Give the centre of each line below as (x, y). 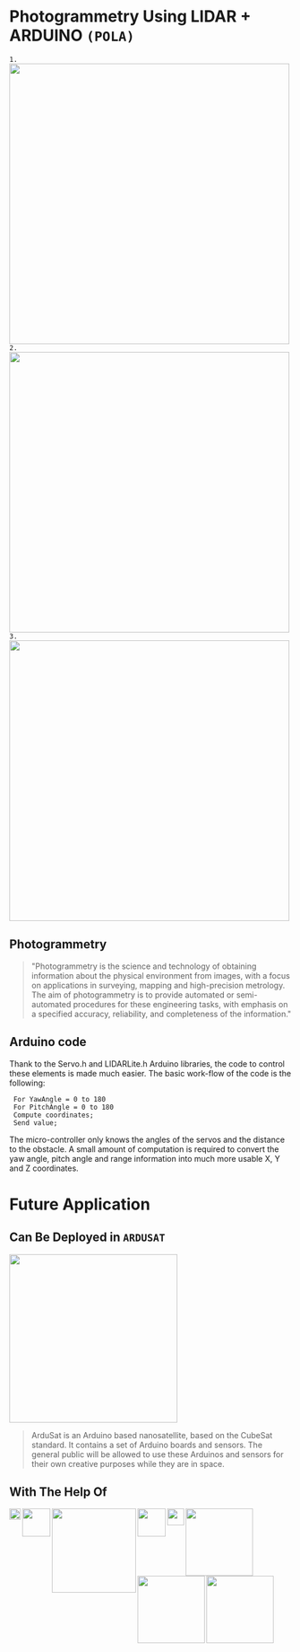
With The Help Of (58, 1492)
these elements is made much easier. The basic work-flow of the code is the (150, 1073)
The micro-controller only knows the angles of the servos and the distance (147, 1139)
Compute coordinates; (53, 1115)
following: (27, 1083)
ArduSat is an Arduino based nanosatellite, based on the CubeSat (152, 1435)
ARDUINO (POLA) (72, 35)
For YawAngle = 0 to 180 (59, 1099)
